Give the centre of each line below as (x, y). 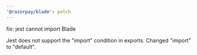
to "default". (21, 47)
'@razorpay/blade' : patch (38, 12)
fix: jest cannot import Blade (41, 29)
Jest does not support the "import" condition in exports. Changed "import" (98, 40)
